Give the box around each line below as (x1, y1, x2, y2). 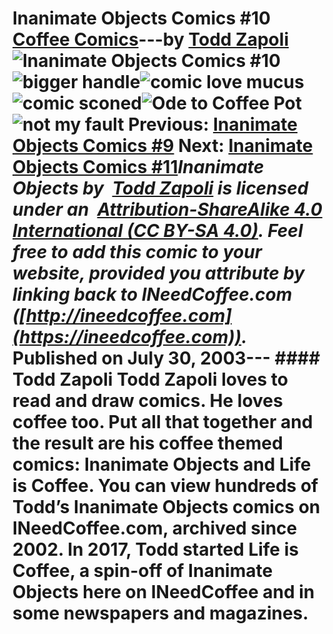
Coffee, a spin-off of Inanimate (12, 560, 274, 582)
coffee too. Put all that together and (12, 411, 314, 434)
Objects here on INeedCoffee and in (12, 581, 315, 604)
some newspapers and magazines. (12, 602, 309, 625)
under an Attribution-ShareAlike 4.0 (12, 198, 323, 221)
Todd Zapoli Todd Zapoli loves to (12, 368, 289, 391)
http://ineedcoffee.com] (25, 305, 232, 327)
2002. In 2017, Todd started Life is (12, 538, 299, 561)
